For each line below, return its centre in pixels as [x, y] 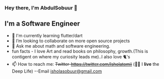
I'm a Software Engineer [42, 24]
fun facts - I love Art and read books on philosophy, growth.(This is [80, 51]
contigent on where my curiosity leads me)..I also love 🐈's [71, 56]
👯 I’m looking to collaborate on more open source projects [71, 41]
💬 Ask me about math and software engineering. [61, 46]
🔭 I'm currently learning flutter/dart [47, 35]
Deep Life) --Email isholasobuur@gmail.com [57, 71]
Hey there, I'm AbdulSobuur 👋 [41, 8]
